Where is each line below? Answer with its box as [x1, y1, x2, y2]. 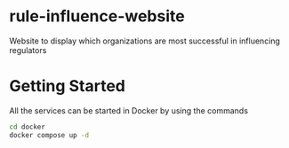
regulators [9, 44, 47, 55]
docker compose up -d [9, 130, 90, 139]
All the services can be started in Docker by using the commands [9, 105, 249, 116]
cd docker [9, 122, 46, 131]
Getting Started [9, 76, 126, 97]
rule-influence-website [9, 6, 185, 27]
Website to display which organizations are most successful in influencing [9, 35, 280, 46]
